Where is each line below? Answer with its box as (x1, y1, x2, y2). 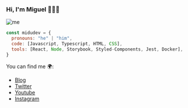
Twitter (14, 82, 32, 90)
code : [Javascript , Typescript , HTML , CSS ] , (11, 41, 123, 47)
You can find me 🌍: (6, 63, 54, 70)
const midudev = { (6, 30, 51, 36)
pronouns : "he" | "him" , (11, 35, 72, 42)
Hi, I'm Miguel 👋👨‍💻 (6, 5, 60, 14)
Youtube (14, 89, 35, 96)
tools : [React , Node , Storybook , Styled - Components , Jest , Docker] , (11, 46, 183, 52)
